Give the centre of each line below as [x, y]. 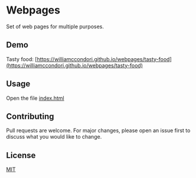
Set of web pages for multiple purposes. [55, 26]
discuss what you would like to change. [54, 137]
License [21, 155]
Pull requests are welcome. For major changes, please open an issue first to [98, 130]
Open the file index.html [35, 98]
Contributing [30, 116]
